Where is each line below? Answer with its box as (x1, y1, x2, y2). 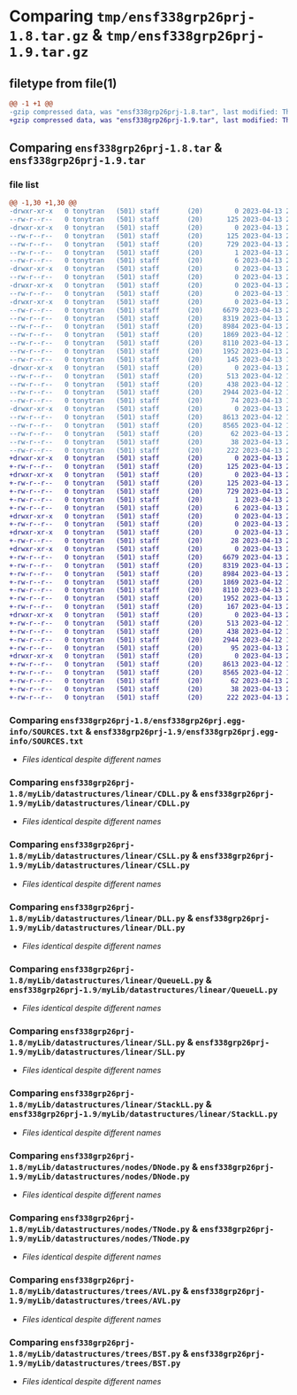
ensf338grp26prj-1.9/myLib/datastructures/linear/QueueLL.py (9, 985, 278, 994)
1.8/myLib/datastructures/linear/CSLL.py (9, 851, 190, 861)
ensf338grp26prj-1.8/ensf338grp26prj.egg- (60, 715, 246, 726)
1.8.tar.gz (9, 28, 89, 45)
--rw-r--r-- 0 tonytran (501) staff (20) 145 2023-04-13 (9, 355, 283, 364)
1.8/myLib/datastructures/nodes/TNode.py (9, 1224, 190, 1234)
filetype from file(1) (9, 75, 118, 90)
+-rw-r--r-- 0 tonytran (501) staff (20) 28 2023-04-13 (9, 536, 283, 546)
